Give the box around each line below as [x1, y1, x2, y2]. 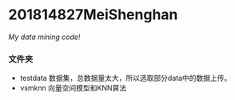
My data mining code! [8, 32, 81, 42]
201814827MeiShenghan [8, 6, 178, 24]
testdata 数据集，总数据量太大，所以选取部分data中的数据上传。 [19, 74, 232, 83]
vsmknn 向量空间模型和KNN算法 [19, 83, 126, 93]
